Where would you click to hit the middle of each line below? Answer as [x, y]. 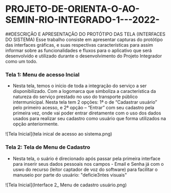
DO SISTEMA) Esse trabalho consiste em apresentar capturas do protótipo [84, 40]
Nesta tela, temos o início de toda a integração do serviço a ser [80, 86]
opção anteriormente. [36, 124]
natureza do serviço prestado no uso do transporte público [75, 97]
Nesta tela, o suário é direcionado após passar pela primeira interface [87, 158]
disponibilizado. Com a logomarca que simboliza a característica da [84, 91]
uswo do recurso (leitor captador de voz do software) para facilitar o [85, 169]
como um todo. [21, 61]
